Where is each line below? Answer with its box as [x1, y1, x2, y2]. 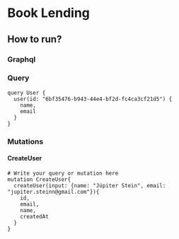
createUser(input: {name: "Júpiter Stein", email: [13, 182, 166, 189]
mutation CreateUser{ [7, 175, 71, 183]
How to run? [7, 33, 62, 45]
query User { [7, 89, 46, 96]
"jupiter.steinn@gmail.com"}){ [7, 188, 100, 195]
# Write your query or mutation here [7, 170, 119, 177]
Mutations [7, 136, 44, 146]
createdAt [20, 213, 50, 220]
